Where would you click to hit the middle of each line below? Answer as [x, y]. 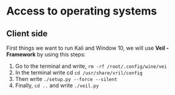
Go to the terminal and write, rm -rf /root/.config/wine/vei [91, 66]
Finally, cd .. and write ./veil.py [57, 85]
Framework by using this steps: [46, 54]
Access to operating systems [82, 11]
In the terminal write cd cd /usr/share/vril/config [79, 73]
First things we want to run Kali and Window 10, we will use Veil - [87, 48]
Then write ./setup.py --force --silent [66, 79]
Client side [27, 34]
